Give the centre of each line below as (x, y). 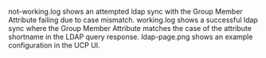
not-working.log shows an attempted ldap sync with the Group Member (125, 12)
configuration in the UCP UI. (55, 45)
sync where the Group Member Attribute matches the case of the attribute (130, 28)
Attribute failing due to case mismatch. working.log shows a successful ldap (133, 20)
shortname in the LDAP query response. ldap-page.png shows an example (131, 37)
